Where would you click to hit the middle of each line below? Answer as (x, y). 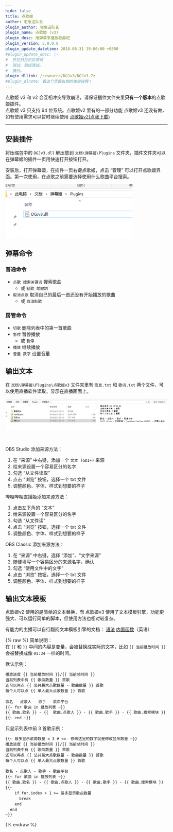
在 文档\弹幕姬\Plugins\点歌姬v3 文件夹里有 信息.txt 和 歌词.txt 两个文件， (82, 385)
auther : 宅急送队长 (24, 22)
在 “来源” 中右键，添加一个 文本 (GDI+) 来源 (58, 460)
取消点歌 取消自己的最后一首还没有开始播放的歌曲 (64, 294)
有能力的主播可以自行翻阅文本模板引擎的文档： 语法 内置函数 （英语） (79, 629)
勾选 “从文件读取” (31, 473)
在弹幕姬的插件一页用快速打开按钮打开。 (48, 159)
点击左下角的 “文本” (34, 508)
